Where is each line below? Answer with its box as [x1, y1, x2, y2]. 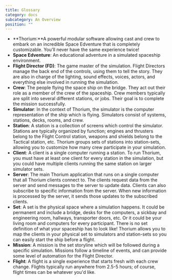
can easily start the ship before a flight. [12, 237, 96, 243]
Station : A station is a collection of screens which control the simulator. [12, 123, 163, 129]
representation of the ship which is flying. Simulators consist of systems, [12, 112, 166, 118]
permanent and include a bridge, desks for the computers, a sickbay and [12, 209, 166, 216]
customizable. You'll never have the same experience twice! [12, 46, 140, 53]
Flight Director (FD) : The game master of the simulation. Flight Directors [12, 63, 165, 69]
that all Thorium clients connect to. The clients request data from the [12, 177, 158, 183]
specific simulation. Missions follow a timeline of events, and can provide [12, 247, 167, 253]
